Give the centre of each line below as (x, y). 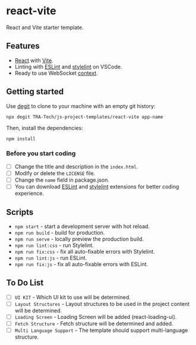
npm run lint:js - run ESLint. (51, 258)
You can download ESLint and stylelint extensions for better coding (97, 187)
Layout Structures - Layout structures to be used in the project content (102, 303)
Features (23, 46)
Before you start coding (41, 154)
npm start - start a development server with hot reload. (82, 226)
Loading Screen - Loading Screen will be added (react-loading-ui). (96, 316)
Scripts (20, 212)
